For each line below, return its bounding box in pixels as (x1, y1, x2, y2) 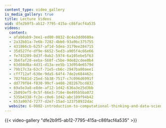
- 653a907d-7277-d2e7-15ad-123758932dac (9, 99, 94, 104)
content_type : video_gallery (4, 7, 65, 12)
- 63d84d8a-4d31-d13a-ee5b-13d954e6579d (9, 62, 94, 67)
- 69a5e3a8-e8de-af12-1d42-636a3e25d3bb (9, 85, 94, 90)
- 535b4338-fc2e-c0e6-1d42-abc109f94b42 (9, 94, 94, 99)
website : (9, 104, 27, 109)
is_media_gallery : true (4, 12, 54, 17)
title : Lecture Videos (4, 16, 52, 21)
